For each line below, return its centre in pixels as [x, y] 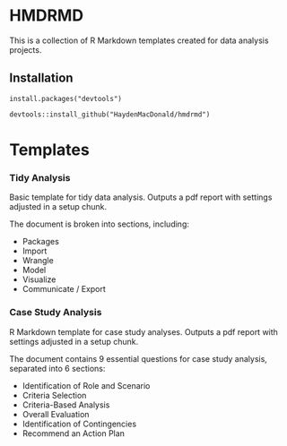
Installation [41, 78]
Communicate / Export [64, 289]
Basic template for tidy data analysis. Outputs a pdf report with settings [141, 197]
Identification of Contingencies [79, 424]
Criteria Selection [54, 395]
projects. [26, 49]
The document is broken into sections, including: [100, 224]
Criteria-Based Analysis [66, 405]
